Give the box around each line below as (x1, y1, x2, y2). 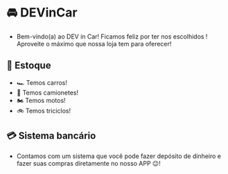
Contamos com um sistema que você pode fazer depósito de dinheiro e (16, 152, 222, 160)
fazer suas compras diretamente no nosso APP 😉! (16, 159, 161, 167)
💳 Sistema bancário (6, 130, 96, 142)
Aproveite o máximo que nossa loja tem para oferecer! (16, 39, 172, 48)
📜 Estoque (6, 59, 51, 72)
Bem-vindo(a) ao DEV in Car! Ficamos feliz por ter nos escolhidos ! (16, 32, 208, 41)
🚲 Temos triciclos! (16, 106, 71, 115)
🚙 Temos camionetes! (16, 88, 79, 97)
